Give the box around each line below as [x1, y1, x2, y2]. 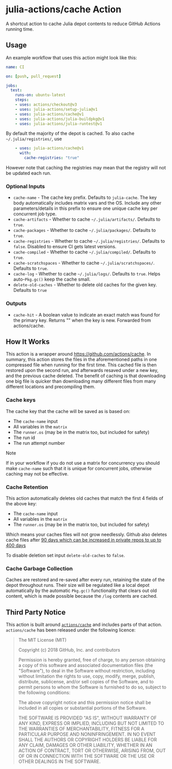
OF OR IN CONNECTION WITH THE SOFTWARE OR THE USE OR [18, 753, 155, 759]
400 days [6, 542, 26, 548]
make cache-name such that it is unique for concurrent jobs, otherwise [6, 465, 152, 471]
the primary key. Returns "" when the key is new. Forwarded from [13, 317, 152, 323]
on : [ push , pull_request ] [6, 73, 61, 79]
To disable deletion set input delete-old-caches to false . [6, 553, 125, 558]
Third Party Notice [6, 608, 66, 617]
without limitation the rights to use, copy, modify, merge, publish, [18, 673, 156, 679]
